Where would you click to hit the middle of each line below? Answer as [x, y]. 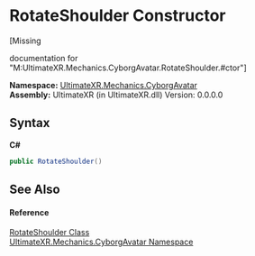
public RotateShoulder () [56, 161]
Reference [29, 212]
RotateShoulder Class [50, 233]
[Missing [26, 41]
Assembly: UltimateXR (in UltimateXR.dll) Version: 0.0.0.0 [116, 95]
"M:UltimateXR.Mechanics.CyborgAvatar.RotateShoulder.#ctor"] [128, 68]
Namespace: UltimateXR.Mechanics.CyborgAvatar [104, 85]
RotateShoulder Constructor [118, 16]
